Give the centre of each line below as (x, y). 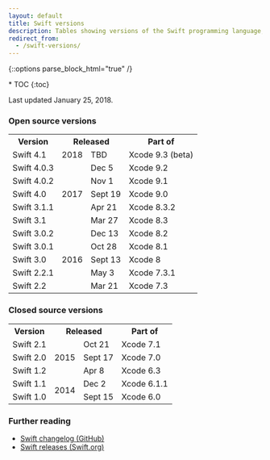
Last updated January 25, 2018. (61, 100)
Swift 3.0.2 (33, 233)
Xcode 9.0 (148, 194)
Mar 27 (104, 220)
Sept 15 (99, 396)
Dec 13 (105, 233)
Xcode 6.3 (141, 370)
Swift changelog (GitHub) (62, 439)
